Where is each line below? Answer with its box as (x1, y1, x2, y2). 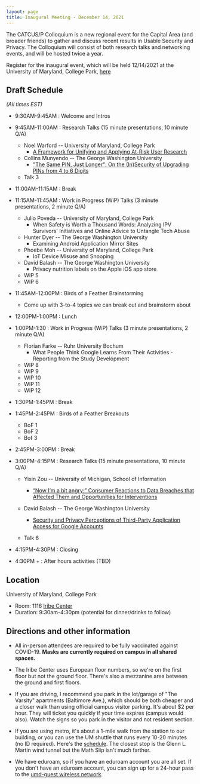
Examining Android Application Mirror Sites (32, 240, 139, 247)
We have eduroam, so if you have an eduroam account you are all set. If (14, 758, 192, 765)
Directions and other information (6, 626, 130, 636)
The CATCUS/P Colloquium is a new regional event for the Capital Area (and (6, 30, 193, 38)
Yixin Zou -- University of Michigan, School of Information (23, 476, 167, 483)
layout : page (6, 8, 39, 15)
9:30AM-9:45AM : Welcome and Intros (14, 112, 110, 120)
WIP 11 (23, 381, 40, 388)
